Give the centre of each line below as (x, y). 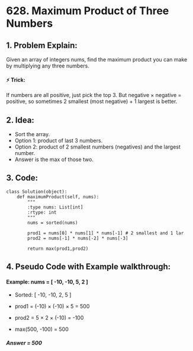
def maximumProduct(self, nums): (58, 197)
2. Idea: (20, 120)
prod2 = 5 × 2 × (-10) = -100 (49, 318)
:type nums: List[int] (55, 207)
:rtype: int (42, 212)
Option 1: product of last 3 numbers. (59, 141)
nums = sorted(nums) (53, 223)
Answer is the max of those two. (54, 160)
